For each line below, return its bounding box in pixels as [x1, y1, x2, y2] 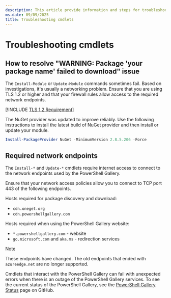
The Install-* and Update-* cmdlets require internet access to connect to [5, 165, 161, 171]
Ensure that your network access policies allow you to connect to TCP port [5, 180, 162, 186]
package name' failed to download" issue [5, 67, 140, 75]
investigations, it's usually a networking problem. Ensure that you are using [5, 86, 163, 92]
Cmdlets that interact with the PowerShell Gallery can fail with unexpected [5, 271, 161, 277]
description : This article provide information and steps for [5, 7, 140, 13]
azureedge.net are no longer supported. [5, 261, 89, 267]
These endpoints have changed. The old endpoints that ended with [5, 256, 146, 262]
